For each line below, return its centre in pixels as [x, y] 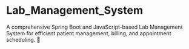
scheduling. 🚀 [23, 39]
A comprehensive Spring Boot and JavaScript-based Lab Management [94, 27]
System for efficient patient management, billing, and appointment [89, 33]
